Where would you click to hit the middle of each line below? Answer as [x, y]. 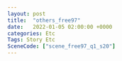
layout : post [27, 14]
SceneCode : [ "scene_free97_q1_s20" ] [61, 46]
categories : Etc [31, 33]
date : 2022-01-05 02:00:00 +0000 [60, 27]
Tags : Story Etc [31, 40]
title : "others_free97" [44, 20]
